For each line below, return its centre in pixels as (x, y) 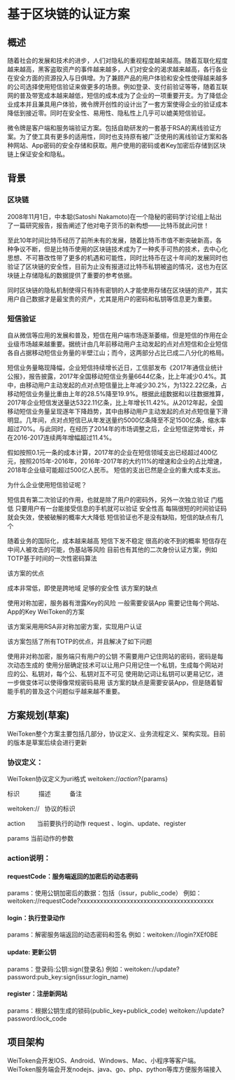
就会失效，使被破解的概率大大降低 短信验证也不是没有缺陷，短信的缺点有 (112, 517)
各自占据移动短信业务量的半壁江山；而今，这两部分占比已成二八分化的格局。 (117, 352)
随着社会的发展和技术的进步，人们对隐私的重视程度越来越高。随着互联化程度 (117, 61)
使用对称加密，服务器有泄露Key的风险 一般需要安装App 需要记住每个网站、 (115, 603)
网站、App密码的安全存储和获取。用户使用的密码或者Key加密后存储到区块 (119, 145)
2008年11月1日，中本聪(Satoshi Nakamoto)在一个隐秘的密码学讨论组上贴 (112, 216)
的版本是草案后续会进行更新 (47, 742)
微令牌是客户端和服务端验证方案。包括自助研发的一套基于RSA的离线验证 (111, 128)
